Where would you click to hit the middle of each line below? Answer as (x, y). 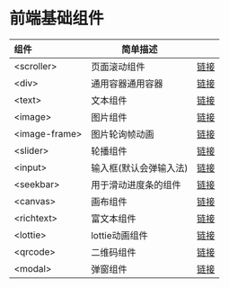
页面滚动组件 (118, 67)
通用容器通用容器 (127, 84)
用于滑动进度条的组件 (136, 184)
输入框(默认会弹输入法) (140, 167)
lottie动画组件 (119, 235)
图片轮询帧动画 (123, 134)
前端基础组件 (57, 18)
